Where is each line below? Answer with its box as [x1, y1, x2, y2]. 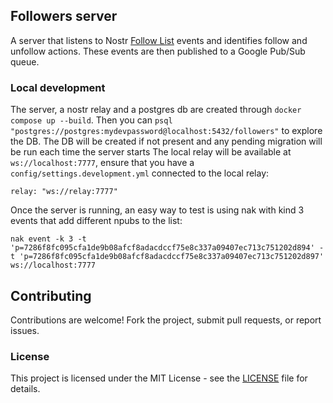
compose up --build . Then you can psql [10, 114, 173, 126]
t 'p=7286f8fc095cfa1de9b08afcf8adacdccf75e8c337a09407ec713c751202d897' [10, 252, 325, 262]
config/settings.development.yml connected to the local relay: [10, 167, 270, 179]
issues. [10, 324, 40, 336]
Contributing [10, 287, 92, 304]
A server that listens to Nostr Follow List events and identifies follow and [10, 34, 308, 46]
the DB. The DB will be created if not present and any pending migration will [10, 135, 323, 148]
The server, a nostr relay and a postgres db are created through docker [10, 104, 302, 116]
